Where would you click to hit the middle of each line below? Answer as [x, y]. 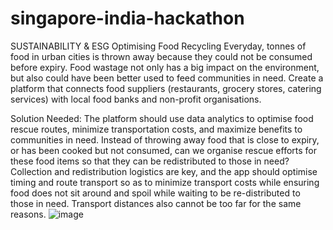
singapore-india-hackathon [127, 18]
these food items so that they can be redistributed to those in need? [150, 161]
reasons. [28, 214]
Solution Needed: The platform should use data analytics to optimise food [162, 118]
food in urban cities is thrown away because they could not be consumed [161, 56]
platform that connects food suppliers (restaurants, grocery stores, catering [166, 88]
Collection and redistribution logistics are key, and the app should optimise [164, 171]
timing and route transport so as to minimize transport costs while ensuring [165, 182]
